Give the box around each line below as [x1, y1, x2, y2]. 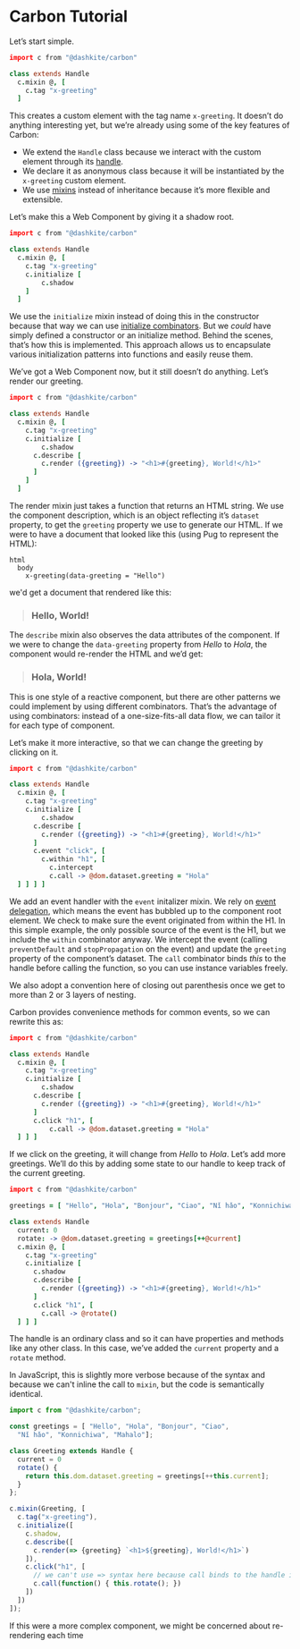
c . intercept [48, 863, 94, 873]
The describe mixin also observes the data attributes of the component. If [9, 630, 280, 640]
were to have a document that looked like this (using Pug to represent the [9, 529, 279, 539]
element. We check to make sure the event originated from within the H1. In [9, 915, 286, 926]
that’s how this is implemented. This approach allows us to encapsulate [9, 340, 271, 351]
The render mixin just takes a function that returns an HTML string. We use [9, 500, 284, 511]
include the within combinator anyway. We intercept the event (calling [9, 934, 268, 944]
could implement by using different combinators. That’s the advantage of [9, 700, 278, 712]
